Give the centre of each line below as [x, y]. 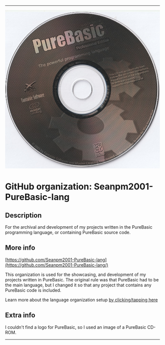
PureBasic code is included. [33, 290]
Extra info [20, 315]
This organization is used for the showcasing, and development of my [76, 275]
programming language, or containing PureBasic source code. [68, 232]
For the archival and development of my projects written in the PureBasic [79, 227]
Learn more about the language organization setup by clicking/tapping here [82, 300]
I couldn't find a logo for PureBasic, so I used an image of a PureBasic [76, 327]
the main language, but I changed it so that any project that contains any [78, 285]
